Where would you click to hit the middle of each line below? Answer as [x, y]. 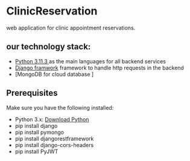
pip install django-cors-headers [54, 145]
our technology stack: [49, 47]
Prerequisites [32, 93]
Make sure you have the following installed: [60, 107]
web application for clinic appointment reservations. [71, 28]
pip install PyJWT [36, 151]
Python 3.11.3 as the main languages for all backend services [90, 61]
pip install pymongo [40, 132]
